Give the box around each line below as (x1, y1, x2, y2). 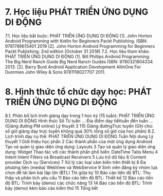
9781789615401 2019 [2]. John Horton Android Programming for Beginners (5, 43, 155, 49)
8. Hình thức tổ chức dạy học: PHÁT (5, 86, 152, 98)
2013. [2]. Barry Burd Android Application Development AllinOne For (5, 64, 141, 70)
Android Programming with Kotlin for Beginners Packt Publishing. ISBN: (5, 38, 148, 44)
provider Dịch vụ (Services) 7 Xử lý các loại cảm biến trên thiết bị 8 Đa (5, 159, 146, 165)
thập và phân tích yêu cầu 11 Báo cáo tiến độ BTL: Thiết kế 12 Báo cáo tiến (5, 175, 153, 180)
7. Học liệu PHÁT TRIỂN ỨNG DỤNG (5, 6, 148, 18)
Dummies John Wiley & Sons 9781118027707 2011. (5, 69, 106, 75)
